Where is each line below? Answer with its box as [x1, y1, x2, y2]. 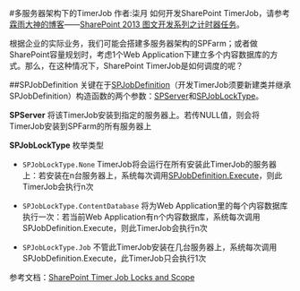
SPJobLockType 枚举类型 [9, 140, 105, 150]
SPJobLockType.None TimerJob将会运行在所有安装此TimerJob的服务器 [21, 159, 278, 169]
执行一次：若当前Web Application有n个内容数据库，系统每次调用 [21, 211, 261, 222]
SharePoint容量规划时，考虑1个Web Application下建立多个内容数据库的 [9, 49, 270, 60]
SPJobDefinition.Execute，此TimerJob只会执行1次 [21, 253, 207, 263]
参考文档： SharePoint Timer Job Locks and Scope [9, 272, 195, 282]
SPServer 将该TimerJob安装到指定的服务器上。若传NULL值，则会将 [9, 110, 260, 120]
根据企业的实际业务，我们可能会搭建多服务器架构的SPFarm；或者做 [9, 39, 258, 48]
